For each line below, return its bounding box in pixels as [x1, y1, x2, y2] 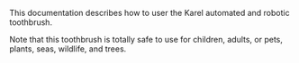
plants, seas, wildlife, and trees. [9, 43, 127, 54]
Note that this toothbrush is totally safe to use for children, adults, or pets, [9, 35, 284, 44]
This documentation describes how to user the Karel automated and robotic [9, 8, 290, 18]
